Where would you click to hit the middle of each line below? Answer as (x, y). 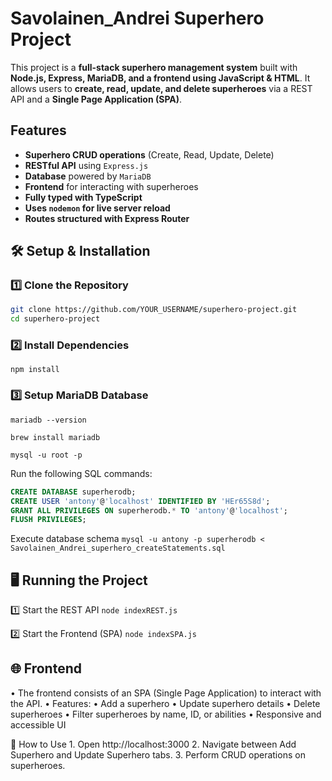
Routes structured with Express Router (107, 218)
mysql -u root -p (46, 455)
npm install (35, 370)
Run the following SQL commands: (81, 473)
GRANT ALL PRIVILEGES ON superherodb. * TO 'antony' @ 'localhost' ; (149, 510)
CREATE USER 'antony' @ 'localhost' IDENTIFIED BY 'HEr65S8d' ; (140, 501)
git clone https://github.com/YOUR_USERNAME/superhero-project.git (154, 310)
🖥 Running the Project (79, 580)
